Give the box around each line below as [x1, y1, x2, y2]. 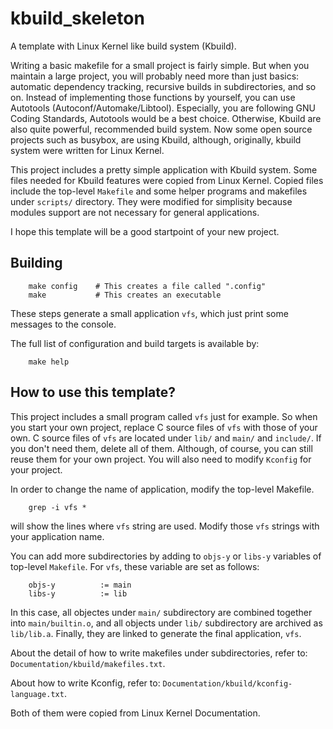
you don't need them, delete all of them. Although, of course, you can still [10, 442, 313, 454]
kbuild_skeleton [10, 7, 145, 30]
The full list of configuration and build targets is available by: [10, 337, 260, 349]
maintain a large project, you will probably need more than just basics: [10, 70, 300, 82]
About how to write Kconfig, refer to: [10, 677, 161, 689]
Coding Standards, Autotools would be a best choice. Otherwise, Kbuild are [10, 112, 322, 124]
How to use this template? [10, 384, 177, 401]
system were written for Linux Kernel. [10, 144, 165, 156]
